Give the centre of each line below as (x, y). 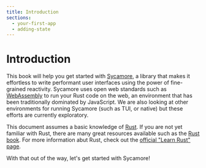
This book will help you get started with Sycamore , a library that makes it (98, 76)
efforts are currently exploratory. (48, 115)
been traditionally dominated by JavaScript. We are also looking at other (97, 102)
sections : (19, 18)
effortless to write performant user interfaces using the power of (88, 82)
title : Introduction (33, 12)
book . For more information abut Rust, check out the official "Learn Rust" (99, 140)
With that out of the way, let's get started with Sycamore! (78, 158)
